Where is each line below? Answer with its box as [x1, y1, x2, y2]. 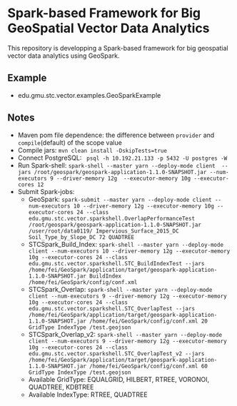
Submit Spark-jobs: [17, 187, 75, 196]
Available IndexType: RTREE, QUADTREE [28, 390, 148, 399]
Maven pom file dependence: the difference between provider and [17, 131, 215, 139]
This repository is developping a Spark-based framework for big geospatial [7, 44, 228, 52]
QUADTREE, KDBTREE [28, 382, 94, 391]
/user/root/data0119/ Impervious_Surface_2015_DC [28, 227, 180, 235]
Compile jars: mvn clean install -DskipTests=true [17, 146, 168, 154]
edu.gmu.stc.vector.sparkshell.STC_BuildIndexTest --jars [28, 260, 205, 267]
